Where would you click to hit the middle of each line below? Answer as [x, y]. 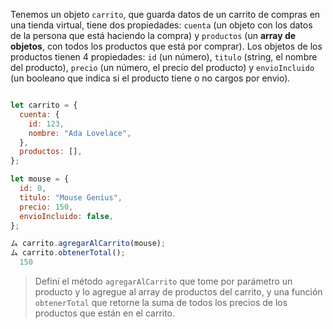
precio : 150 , [46, 207]
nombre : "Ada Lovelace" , [80, 133]
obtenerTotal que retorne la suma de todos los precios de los [161, 302]
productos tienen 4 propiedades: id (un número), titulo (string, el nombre [164, 57]
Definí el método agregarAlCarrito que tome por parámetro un [163, 281]
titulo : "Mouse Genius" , [71, 197]
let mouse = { [40, 179]
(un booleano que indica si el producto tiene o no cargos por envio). [150, 78]
